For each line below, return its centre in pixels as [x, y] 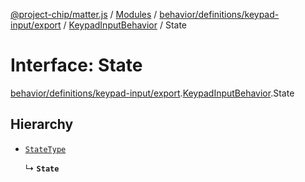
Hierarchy [42, 124]
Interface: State [76, 65]
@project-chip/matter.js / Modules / [84, 14]
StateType [45, 149]
